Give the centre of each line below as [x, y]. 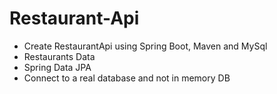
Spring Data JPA [57, 67]
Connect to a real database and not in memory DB [127, 78]
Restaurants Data [59, 56]
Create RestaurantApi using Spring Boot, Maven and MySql [145, 46]
